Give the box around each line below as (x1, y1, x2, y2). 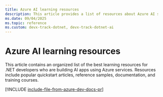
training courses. (5, 77, 39, 83)
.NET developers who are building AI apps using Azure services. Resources (5, 67, 156, 73)
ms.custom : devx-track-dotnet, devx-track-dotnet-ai (5, 25, 114, 30)
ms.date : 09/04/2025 (5, 16, 47, 21)
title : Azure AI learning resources (5, 7, 79, 12)
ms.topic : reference (5, 20, 47, 26)
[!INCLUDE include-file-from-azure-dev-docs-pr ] (5, 86, 104, 92)
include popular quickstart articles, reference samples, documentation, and (5, 72, 155, 78)
